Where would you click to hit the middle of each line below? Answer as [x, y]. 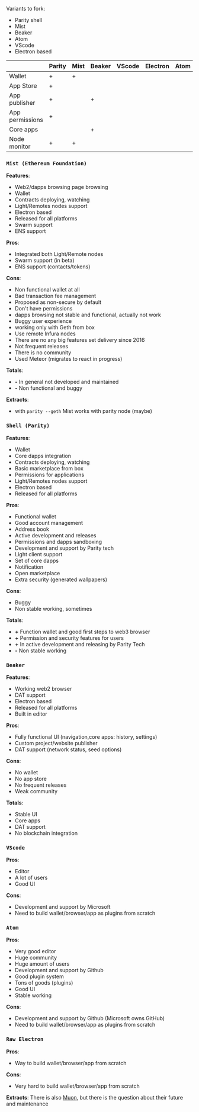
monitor [20, 146]
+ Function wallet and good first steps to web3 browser [82, 632]
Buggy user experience [43, 321]
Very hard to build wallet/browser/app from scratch [77, 1086]
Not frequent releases [41, 347]
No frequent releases [41, 785]
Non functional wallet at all [47, 290]
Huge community [36, 958]
